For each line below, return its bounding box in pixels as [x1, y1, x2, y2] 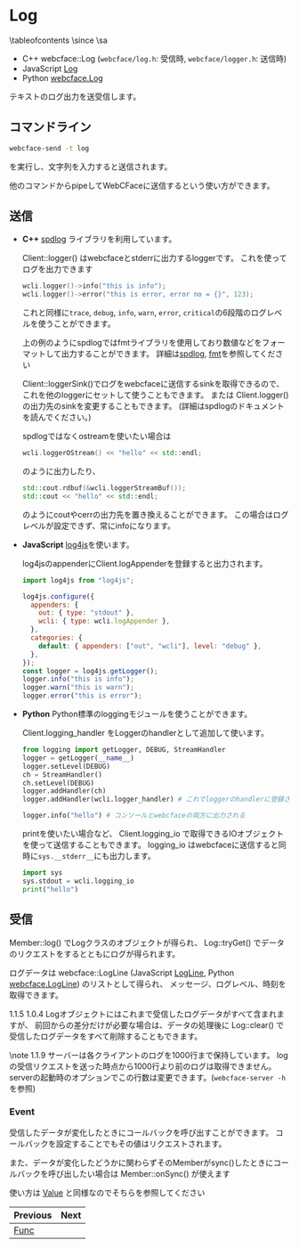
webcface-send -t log [9, 143, 90, 152]
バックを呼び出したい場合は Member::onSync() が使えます [16, 1168, 231, 1179]
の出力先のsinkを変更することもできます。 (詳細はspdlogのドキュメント [21, 401, 285, 412]
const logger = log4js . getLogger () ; [21, 666, 158, 675]
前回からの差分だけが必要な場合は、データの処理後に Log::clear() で [34, 1019, 285, 1030]
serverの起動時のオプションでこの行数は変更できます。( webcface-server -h [9, 1072, 287, 1082]
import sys [21, 869, 63, 877]
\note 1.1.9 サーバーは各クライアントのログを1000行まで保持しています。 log [9, 1049, 289, 1060]
